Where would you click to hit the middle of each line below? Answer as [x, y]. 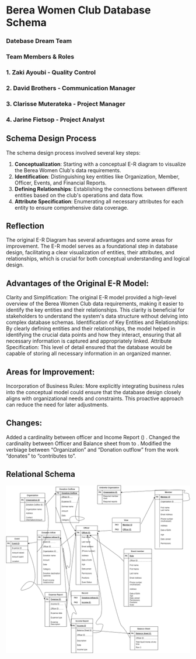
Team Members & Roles [40, 57]
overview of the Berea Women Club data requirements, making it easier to [95, 304]
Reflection [25, 226]
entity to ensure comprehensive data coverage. [71, 207]
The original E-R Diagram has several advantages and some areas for [90, 240]
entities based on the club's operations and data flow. [79, 195]
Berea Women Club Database [78, 10]
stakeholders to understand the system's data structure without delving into [97, 316]
